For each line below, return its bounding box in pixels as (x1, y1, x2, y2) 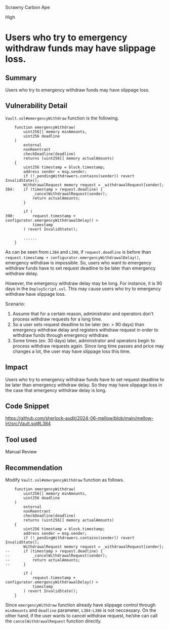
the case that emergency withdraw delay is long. (5, 387, 107, 393)
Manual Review (5, 449, 37, 455)
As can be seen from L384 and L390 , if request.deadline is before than (5, 249, 151, 255)
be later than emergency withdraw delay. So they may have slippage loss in (5, 382, 163, 388)
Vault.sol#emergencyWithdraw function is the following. (5, 115, 119, 121)
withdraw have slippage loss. (5, 291, 66, 297)
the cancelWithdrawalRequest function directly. (5, 618, 102, 624)
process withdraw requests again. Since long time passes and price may (12, 343, 164, 349)
